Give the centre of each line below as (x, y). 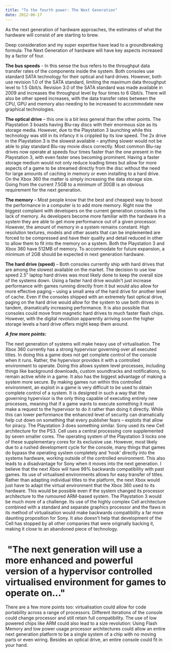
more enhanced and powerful (69, 560)
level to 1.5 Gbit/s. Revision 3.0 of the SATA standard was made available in (84, 87)
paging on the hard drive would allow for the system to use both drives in (82, 302)
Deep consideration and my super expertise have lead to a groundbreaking (84, 45)
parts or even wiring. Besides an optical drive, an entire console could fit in (84, 640)
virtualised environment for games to (86, 582)
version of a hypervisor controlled (79, 571)
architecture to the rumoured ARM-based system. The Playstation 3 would (83, 496)
